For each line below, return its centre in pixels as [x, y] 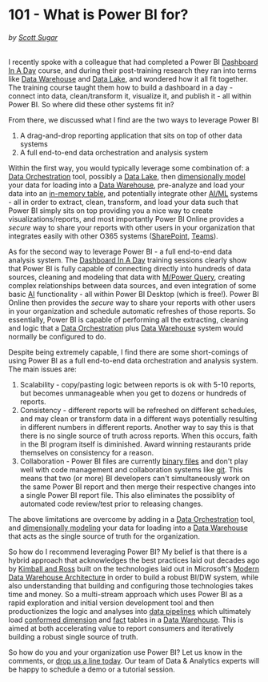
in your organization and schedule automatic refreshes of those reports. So [132, 311]
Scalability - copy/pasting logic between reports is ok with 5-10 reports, [138, 385]
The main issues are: [43, 369]
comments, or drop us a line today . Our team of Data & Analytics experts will [134, 661]
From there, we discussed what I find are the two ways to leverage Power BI [133, 120]
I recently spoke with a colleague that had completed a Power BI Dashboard [133, 62]
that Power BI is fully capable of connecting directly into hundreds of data [130, 269]
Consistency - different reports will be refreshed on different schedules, [138, 411]
